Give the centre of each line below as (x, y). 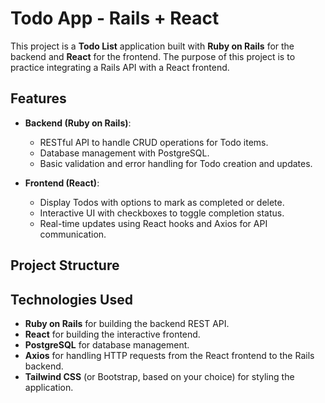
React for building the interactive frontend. (112, 334)
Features (38, 98)
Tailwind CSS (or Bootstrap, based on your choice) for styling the (159, 376)
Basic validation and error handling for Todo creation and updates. (176, 163)
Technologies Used (71, 299)
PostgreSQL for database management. (107, 344)
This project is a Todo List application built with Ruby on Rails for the (152, 46)
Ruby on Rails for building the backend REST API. (127, 323)
